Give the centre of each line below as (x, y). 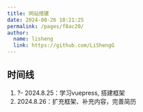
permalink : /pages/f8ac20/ (45, 26)
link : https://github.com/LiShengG (64, 45)
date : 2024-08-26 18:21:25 (45, 20)
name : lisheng (33, 39)
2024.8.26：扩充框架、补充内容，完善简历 (77, 101)
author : (18, 33)
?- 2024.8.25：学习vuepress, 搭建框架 (71, 93)
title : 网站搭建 (28, 13)
